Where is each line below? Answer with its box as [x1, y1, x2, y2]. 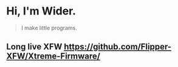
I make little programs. [21, 24, 77, 31]
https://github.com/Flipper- [63, 42, 172, 52]
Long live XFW [6, 42, 63, 52]
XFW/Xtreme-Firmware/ [6, 51, 100, 62]
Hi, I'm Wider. [6, 4, 77, 18]
